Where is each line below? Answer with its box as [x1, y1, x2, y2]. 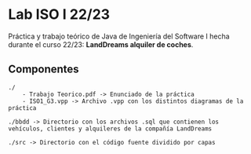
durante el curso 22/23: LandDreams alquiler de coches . [8, 39, 194, 49]
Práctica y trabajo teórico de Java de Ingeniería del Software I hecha [8, 31, 230, 41]
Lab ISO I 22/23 [8, 5, 111, 24]
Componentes [8, 63, 80, 76]
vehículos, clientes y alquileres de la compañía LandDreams [8, 124, 213, 133]
